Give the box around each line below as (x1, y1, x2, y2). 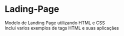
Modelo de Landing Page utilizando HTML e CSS (4, 20, 105, 26)
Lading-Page (4, 3, 59, 15)
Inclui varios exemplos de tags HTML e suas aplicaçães (4, 25, 119, 31)
